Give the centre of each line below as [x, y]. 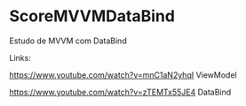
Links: [20, 57]
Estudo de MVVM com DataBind [68, 41]
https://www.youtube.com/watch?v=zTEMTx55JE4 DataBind [120, 92]
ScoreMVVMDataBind [92, 16]
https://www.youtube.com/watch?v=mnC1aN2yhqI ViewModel [123, 75]
